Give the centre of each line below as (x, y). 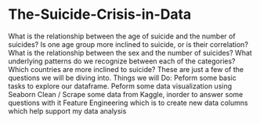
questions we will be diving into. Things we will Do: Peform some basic (123, 78)
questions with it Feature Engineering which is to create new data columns (128, 103)
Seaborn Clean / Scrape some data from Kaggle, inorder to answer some (126, 94)
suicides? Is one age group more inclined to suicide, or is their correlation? (128, 44)
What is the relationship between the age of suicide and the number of (122, 36)
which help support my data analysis (67, 110)
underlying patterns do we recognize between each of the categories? (122, 61)
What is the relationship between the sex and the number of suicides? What (130, 52)
